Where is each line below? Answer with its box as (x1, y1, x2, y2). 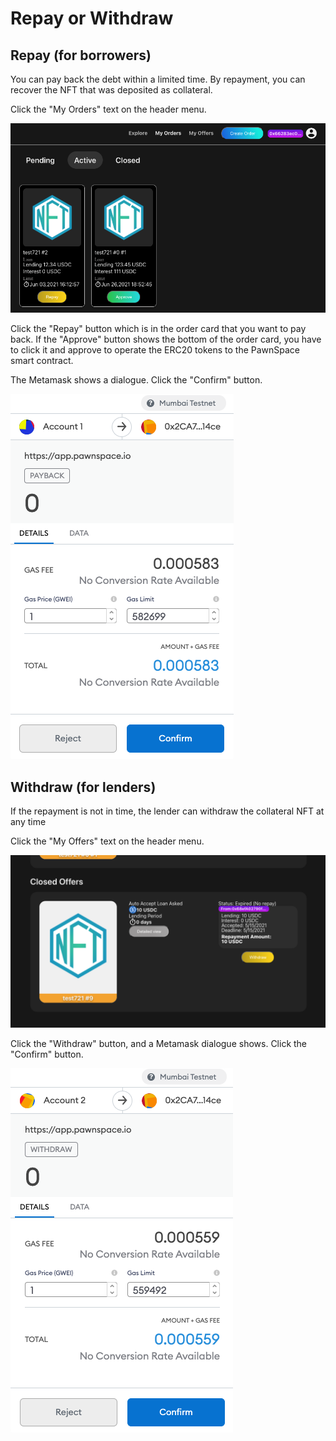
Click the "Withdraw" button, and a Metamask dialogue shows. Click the (10, 1037, 308, 1049)
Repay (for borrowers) (10, 47, 152, 64)
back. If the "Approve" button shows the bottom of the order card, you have (10, 333, 322, 346)
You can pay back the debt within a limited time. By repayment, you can (10, 73, 306, 85)
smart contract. (10, 355, 74, 367)
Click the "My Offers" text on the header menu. (10, 835, 205, 847)
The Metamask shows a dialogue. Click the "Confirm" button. (10, 374, 263, 386)
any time (10, 815, 47, 827)
